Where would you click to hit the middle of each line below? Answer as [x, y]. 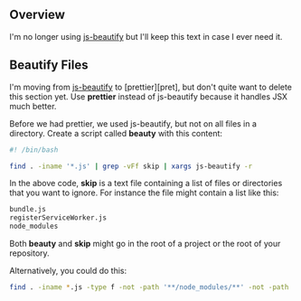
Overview [38, 15]
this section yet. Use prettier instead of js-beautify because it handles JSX [148, 96]
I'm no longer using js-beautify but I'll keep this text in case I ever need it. [146, 36]
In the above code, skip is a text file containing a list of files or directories [146, 183]
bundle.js [28, 210]
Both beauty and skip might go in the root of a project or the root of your [145, 244]
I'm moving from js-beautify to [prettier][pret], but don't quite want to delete [150, 87]
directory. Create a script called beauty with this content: [116, 133]
